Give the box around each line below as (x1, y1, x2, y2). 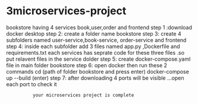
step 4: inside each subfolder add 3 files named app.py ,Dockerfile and (6, 43, 180, 50)
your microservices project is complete (32, 92, 134, 98)
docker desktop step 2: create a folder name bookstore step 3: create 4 (6, 30, 181, 37)
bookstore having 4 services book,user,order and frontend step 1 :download (6, 24, 192, 31)
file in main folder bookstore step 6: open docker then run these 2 (6, 61, 168, 69)
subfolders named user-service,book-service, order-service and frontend (6, 36, 187, 43)
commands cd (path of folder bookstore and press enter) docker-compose (6, 68, 189, 75)
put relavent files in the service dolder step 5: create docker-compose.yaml (6, 55, 191, 62)
